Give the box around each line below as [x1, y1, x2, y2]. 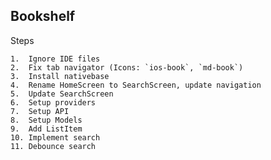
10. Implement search [10, 132, 101, 143]
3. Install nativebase [10, 71, 110, 81]
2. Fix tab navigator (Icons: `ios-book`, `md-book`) [10, 62, 244, 73]
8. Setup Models [10, 115, 83, 125]
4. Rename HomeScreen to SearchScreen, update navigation [10, 80, 262, 90]
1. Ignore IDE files [10, 54, 101, 64]
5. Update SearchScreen [10, 89, 114, 99]
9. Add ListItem [10, 124, 83, 134]
